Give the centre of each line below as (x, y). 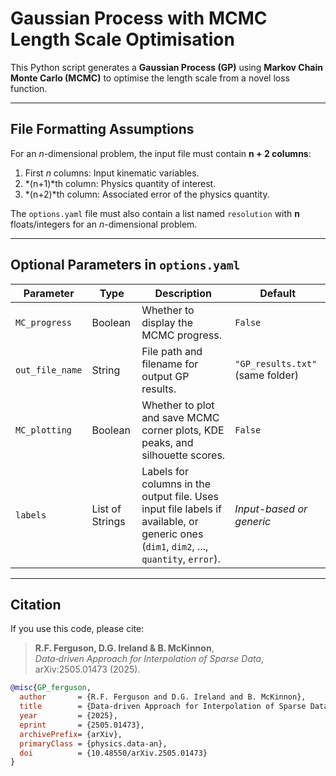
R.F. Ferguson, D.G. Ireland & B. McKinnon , (124, 648)
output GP (165, 376)
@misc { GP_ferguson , (51, 688)
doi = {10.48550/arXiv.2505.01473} (113, 753)
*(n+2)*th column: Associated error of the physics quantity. (147, 194)
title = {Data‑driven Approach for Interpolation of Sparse (163, 707)
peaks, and (167, 442)
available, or (170, 521)
